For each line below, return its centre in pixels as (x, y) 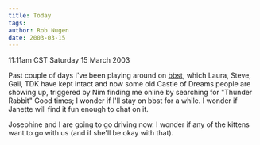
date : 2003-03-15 (37, 38)
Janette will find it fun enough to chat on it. (78, 109)
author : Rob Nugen (39, 30)
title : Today (30, 15)
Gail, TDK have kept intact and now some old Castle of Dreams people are (130, 84)
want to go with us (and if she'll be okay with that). (91, 133)
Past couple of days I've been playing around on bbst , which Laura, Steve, (130, 75)
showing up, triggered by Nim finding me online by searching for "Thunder (130, 93)
